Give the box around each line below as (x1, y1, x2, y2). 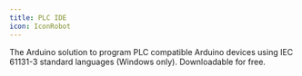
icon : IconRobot (9, 22, 71, 31)
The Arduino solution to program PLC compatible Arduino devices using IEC (9, 46, 294, 57)
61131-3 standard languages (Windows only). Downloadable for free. (9, 56, 267, 67)
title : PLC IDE (9, 13, 67, 23)
